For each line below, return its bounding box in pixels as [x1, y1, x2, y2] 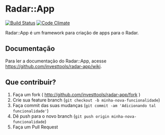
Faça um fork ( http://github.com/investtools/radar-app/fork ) [12, 91, 141, 97]
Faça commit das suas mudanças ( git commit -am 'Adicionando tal [12, 102, 156, 108]
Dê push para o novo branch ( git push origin [12, 113, 110, 119]
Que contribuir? [5, 78, 56, 87]
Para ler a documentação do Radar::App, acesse [5, 58, 107, 64]
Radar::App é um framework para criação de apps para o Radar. [5, 29, 139, 36]
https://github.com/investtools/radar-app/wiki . [5, 63, 102, 69]
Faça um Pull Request [12, 124, 58, 130]
